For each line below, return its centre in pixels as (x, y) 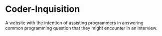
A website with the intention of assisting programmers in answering (74, 23)
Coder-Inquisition (43, 9)
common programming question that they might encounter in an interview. (81, 28)
